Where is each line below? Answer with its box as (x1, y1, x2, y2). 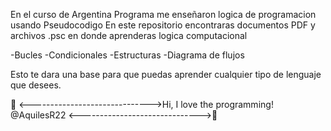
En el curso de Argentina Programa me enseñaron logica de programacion (10, 9, 317, 20)
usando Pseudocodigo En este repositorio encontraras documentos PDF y (10, 19, 316, 31)
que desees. (10, 79, 62, 91)
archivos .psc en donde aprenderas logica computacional (10, 30, 248, 41)
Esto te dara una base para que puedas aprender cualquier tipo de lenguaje (10, 69, 322, 80)
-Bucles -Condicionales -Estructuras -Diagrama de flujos (10, 49, 245, 61)
